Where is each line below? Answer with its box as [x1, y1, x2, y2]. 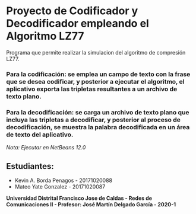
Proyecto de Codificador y [6, 4, 138, 18]
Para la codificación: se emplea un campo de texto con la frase [6, 70, 191, 78]
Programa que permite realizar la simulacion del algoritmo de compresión [6, 49, 186, 56]
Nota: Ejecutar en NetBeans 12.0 [6, 144, 86, 151]
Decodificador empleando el [6, 17, 150, 30]
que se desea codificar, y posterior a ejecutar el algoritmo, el [6, 77, 185, 85]
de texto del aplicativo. [6, 130, 74, 139]
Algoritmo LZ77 [6, 30, 84, 43]
